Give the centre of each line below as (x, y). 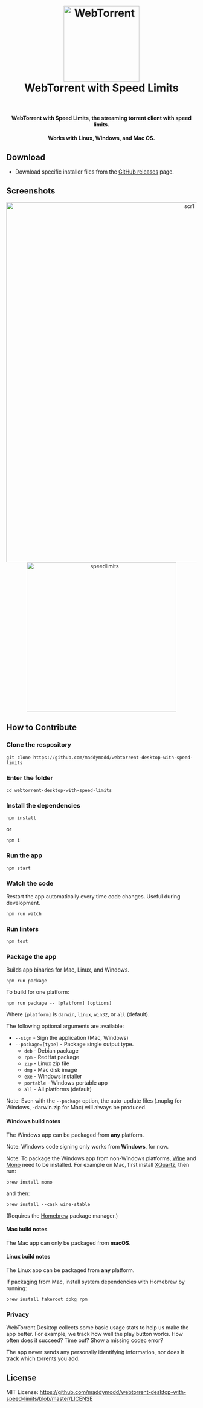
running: (17, 1288)
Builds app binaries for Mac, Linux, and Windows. (68, 970)
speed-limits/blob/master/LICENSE (50, 1399)
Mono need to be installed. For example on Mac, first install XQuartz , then (98, 1164)
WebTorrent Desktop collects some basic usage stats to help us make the (98, 1328)
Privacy (18, 1315)
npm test (17, 942)
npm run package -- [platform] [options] (59, 1003)
